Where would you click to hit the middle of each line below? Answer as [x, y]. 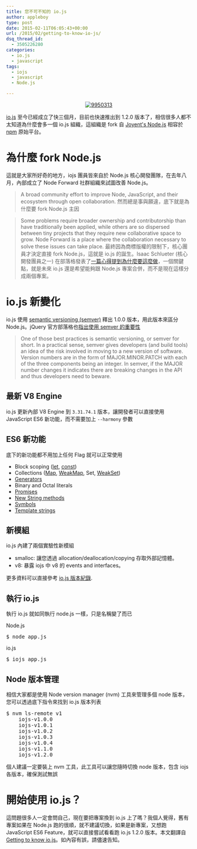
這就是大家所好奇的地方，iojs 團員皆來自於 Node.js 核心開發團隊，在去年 [94, 175]
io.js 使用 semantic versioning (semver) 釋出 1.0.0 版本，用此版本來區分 [92, 319]
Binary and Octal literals [44, 485]
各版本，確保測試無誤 [32, 774]
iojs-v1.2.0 [36, 755]
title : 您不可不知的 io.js [36, 12]
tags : [13, 66]
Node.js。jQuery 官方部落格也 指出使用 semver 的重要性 [73, 327]
